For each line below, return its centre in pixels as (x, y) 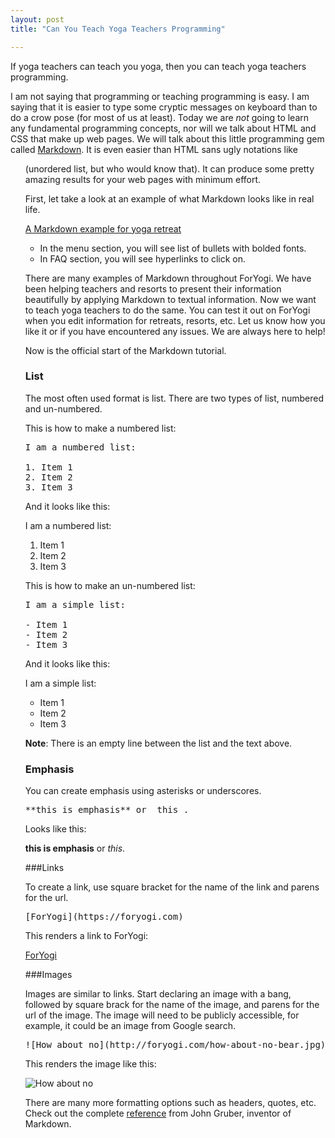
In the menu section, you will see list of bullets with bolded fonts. (173, 248)
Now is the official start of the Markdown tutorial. (125, 350)
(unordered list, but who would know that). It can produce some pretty (169, 168)
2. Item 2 (48, 477)
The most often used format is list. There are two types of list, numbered (174, 398)
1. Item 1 (48, 467)
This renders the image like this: (90, 1064)
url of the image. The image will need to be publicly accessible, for (162, 1015)
